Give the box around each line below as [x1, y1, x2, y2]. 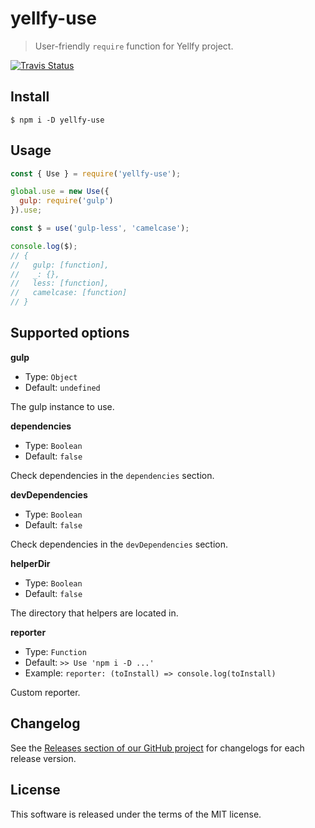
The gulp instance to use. [10, 400, 115, 412]
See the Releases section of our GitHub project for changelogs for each [10, 742, 305, 754]
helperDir [10, 557, 51, 569]
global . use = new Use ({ [10, 187, 110, 197]
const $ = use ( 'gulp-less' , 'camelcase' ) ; [10, 223, 190, 234]
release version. [10, 752, 77, 764]
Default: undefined [24, 381, 101, 393]
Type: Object [24, 370, 78, 382]
